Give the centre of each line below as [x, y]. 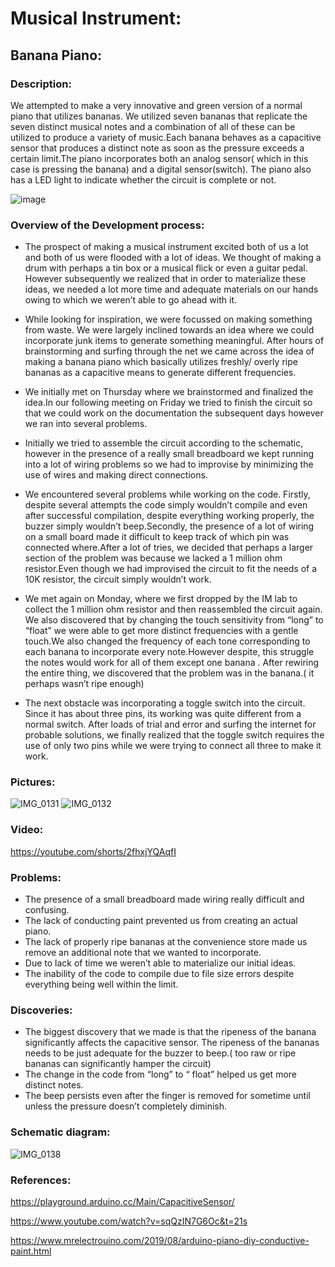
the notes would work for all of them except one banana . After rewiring [172, 663]
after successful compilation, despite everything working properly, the [169, 516]
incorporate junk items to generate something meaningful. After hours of [174, 341]
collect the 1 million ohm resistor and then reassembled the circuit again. [173, 609]
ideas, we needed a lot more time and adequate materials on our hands [171, 289]
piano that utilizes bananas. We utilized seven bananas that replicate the [159, 116]
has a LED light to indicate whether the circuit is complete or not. [143, 179]
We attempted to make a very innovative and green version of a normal [156, 105]
